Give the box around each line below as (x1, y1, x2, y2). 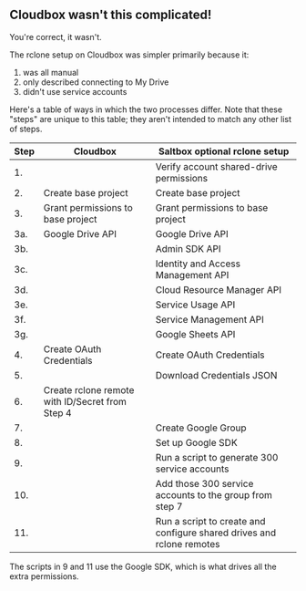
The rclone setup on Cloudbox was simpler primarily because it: (9, 49, 250, 60)
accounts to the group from (155, 488, 273, 501)
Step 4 (43, 406, 72, 419)
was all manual (22, 67, 79, 78)
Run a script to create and (155, 514, 266, 527)
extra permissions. (9, 570, 79, 582)
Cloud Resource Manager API (155, 283, 282, 295)
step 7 (155, 500, 183, 513)
